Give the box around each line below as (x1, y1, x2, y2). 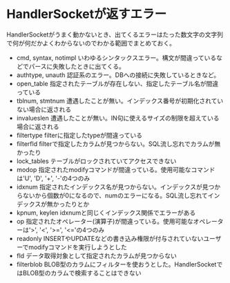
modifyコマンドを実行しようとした (28, 242, 127, 251)
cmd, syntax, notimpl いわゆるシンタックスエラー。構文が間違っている (16, 53, 217, 62)
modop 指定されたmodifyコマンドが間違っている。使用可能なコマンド (16, 165, 215, 174)
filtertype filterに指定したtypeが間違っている (16, 131, 143, 139)
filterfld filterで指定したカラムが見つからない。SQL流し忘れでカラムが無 (16, 139, 221, 148)
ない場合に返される (16, 105, 72, 114)
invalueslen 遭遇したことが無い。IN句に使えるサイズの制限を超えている (16, 114, 220, 122)
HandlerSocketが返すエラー (6, 6, 167, 22)
